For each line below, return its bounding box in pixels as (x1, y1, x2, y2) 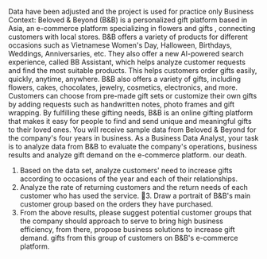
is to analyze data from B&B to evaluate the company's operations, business (8, 142, 257, 151)
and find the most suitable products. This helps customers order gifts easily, (8, 66, 257, 75)
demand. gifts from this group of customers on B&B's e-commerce (19, 234, 238, 242)
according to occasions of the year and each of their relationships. (19, 174, 238, 184)
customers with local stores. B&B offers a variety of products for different (8, 32, 249, 41)
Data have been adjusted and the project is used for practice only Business (8, 7, 254, 16)
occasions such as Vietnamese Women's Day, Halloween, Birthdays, (8, 41, 233, 50)
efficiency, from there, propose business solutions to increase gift (19, 225, 235, 234)
